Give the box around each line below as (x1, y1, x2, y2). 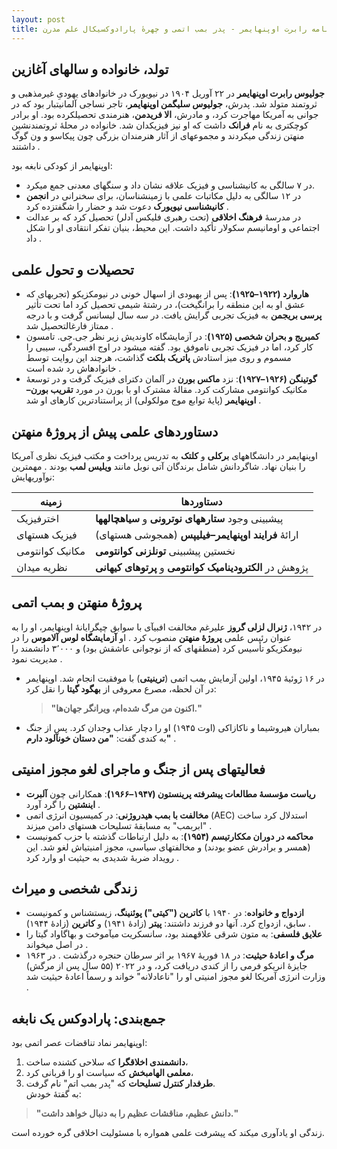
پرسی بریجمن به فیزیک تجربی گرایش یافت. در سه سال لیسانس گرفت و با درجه (25, 309, 323, 321)
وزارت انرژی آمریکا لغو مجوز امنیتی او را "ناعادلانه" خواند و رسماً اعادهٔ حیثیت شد (25, 971, 326, 983)
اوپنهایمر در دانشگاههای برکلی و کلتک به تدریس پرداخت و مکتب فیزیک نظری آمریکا (11, 449, 318, 461)
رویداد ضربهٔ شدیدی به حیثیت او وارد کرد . (25, 851, 179, 863)
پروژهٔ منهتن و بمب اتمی (11, 594, 143, 611)
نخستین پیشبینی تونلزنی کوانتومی (94, 544, 236, 558)
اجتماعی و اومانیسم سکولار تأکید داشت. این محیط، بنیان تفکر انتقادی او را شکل (25, 222, 320, 234)
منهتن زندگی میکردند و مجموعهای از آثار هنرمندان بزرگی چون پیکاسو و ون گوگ (11, 130, 305, 142)
